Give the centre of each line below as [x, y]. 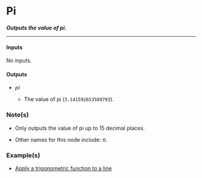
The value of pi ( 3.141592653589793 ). [69, 99]
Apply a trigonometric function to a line [63, 168]
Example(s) [23, 155]
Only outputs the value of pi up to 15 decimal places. [80, 128]
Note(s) [17, 115]
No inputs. [19, 61]
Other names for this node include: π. [61, 140]
